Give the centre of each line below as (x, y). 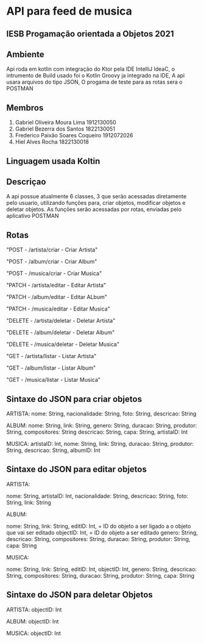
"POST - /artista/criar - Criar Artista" (52, 250)
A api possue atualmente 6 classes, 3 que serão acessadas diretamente (97, 196)
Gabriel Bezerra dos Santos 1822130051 (65, 129)
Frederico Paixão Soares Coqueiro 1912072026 (74, 135)
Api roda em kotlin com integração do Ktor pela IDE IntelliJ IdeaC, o (91, 69)
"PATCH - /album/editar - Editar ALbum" (57, 297)
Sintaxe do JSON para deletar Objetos (80, 595)
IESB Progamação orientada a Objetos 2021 (90, 34)
